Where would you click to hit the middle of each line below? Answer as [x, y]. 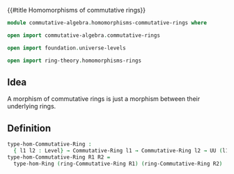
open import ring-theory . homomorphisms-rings [74, 61]
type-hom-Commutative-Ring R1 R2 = [59, 157]
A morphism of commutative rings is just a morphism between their [104, 99]
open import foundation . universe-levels [67, 48]
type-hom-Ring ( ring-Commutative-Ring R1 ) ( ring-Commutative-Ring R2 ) [118, 164]
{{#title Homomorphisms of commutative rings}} [77, 10]
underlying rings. [32, 106]
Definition [29, 128]
